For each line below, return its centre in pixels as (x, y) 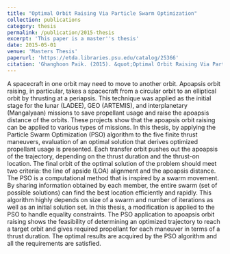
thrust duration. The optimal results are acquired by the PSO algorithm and (112, 236)
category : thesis (32, 26)
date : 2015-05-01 (32, 45)
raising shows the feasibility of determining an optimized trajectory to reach (114, 221)
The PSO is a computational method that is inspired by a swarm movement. (113, 178)
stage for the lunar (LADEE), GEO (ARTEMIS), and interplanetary (98, 105)
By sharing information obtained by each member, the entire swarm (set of (112, 185)
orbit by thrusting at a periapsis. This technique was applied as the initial (109, 98)
